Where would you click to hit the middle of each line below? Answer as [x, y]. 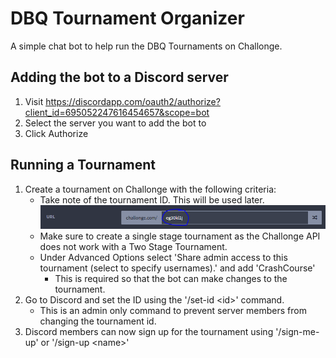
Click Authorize [56, 133]
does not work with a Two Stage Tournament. [133, 247]
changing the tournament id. [98, 321]
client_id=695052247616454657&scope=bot [117, 112]
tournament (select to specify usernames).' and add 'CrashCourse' [177, 268]
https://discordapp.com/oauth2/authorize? [133, 101]
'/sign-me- [297, 332]
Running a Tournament [83, 165]
